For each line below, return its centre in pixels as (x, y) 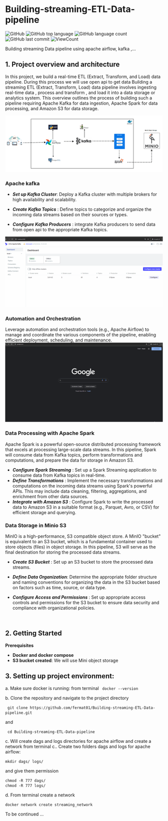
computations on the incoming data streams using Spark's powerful (82, 486)
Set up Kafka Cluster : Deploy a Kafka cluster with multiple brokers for (85, 194)
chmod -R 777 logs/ (25, 785)
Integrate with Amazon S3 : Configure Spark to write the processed (83, 502)
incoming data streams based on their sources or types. (70, 215)
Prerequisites (19, 645)
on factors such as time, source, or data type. (59, 587)
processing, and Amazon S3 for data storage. (52, 108)
